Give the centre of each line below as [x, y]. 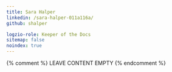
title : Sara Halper [31, 12]
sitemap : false [26, 40]
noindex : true [24, 46]
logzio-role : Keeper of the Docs [49, 34]
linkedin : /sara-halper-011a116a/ [50, 18]
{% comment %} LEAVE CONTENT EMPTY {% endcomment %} [86, 63]
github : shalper [27, 23]
